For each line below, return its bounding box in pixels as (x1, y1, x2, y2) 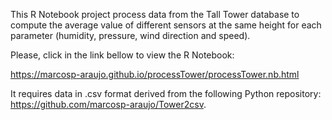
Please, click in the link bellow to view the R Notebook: (10, 49, 235, 61)
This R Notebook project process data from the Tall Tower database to (10, 9, 300, 20)
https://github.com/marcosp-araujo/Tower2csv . (10, 99, 207, 110)
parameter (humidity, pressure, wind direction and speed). (10, 30, 251, 41)
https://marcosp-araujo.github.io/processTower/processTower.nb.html (10, 69, 300, 80)
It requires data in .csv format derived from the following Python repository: (10, 88, 322, 99)
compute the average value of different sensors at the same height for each (10, 19, 322, 31)
